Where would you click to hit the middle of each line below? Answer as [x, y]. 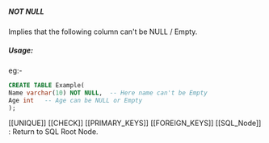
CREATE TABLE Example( [46, 85]
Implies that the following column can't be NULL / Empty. [103, 32]
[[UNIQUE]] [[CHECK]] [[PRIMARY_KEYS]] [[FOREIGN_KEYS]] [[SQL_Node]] [135, 123]
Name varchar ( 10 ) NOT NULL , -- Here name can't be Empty [108, 93]
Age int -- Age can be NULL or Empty [76, 100]
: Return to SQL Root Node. [53, 132]
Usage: [21, 50]
